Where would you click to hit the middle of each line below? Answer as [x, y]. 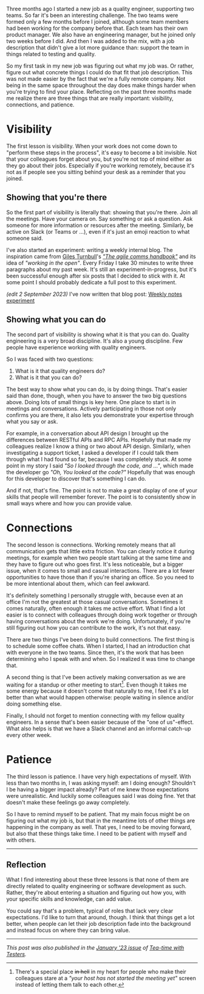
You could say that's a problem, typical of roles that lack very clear [90, 911]
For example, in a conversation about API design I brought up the [87, 433]
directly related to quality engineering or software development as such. [97, 886]
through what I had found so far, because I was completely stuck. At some [99, 459]
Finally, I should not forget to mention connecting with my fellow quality [96, 716]
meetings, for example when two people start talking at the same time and [99, 558]
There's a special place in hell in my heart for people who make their [100, 971]
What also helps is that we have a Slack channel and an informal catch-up [99, 729]
